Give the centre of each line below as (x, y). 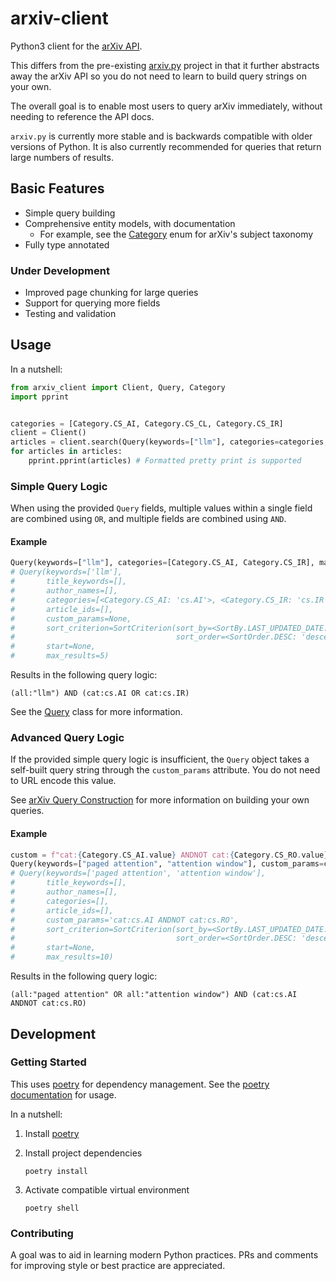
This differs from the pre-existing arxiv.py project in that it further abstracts (165, 65)
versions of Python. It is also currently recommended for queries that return (166, 146)
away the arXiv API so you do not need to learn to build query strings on (158, 76)
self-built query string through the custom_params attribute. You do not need (165, 770)
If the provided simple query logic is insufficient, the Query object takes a (160, 759)
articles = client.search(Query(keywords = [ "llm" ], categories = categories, (169, 442)
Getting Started (48, 1062)
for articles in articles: (66, 452)
